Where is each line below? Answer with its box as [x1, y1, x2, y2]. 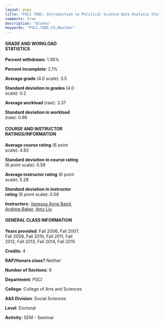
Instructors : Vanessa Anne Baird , [5, 200, 72, 206]
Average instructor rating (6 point [5, 171, 74, 177]
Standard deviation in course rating [5, 156, 79, 162]
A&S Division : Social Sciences [5, 295, 66, 301]
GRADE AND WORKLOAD [5, 40, 57, 47]
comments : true [5, 16, 36, 21]
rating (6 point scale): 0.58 [5, 191, 60, 197]
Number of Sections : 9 [5, 267, 52, 273]
